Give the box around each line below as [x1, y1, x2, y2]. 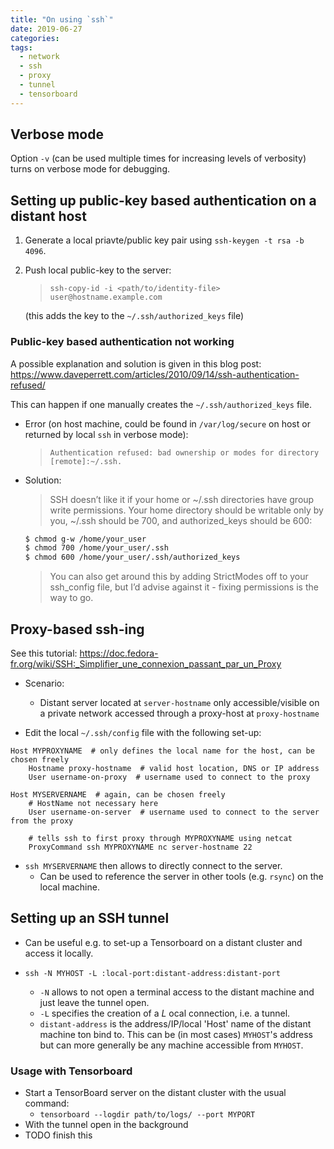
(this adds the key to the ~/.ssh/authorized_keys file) [24, 310, 245, 322]
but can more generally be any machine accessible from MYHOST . [39, 1039, 304, 1051]
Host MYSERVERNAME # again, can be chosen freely [10, 789, 226, 800]
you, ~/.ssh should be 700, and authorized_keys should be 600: [49, 514, 313, 526]
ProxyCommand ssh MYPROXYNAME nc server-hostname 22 [28, 842, 253, 852]
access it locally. [24, 947, 94, 959]
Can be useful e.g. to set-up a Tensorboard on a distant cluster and [24, 936, 303, 948]
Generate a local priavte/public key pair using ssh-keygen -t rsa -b [24, 234, 305, 246]
